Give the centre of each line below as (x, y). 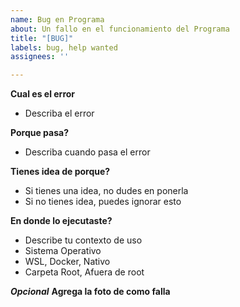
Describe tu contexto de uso (83, 240)
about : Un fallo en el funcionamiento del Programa (120, 29)
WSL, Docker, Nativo (67, 262)
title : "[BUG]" (42, 38)
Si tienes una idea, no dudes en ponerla (106, 191)
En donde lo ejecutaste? (61, 221)
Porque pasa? (39, 133)
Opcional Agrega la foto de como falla (90, 292)
